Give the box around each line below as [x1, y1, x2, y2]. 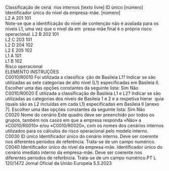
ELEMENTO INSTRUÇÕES [5, 69, 59, 75]
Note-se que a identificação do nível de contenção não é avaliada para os [5, 20, 159, 26]
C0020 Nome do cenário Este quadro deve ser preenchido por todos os [5, 112, 155, 118]
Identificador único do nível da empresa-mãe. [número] [5, 10, 121, 16]
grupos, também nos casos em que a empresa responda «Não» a [5, 117, 141, 123]
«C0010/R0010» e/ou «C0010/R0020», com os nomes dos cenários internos [5, 122, 164, 129]
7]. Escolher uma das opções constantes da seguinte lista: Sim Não [5, 106, 145, 112]
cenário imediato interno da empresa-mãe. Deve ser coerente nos [5, 149, 142, 155]
